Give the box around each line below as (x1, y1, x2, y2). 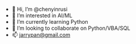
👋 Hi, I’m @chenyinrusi (11, 6, 67, 12)
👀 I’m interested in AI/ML (11, 12, 73, 19)
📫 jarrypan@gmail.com (11, 32, 70, 38)
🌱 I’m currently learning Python (11, 18, 88, 25)
